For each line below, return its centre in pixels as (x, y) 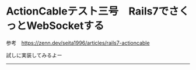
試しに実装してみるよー (34, 55)
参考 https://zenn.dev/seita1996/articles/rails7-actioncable (78, 43)
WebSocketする (65, 26)
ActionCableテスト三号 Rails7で (87, 11)
